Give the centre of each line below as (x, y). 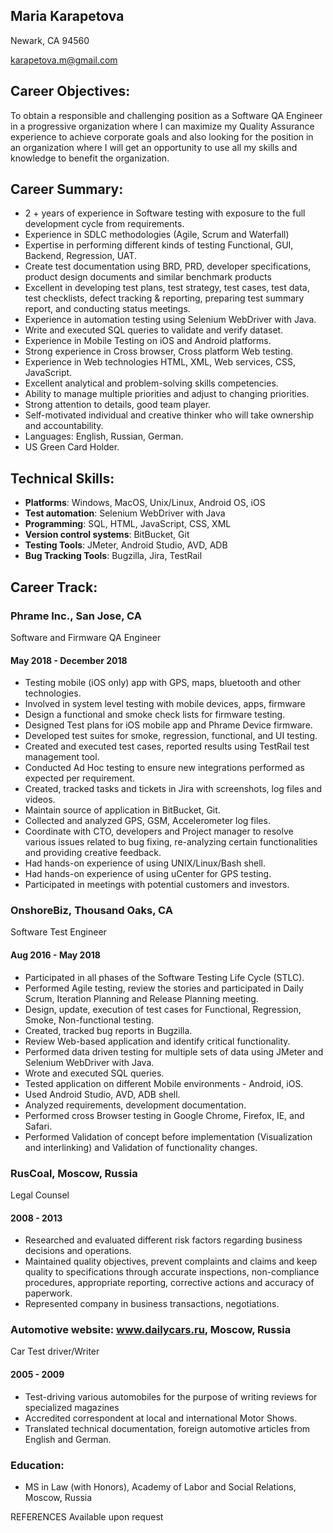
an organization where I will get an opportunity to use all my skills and (154, 147)
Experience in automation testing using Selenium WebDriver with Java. (170, 320)
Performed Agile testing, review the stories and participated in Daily (164, 988)
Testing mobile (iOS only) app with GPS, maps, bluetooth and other (163, 683)
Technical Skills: (62, 478)
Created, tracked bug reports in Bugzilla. (108, 1030)
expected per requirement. (80, 778)
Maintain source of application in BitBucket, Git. (122, 810)
